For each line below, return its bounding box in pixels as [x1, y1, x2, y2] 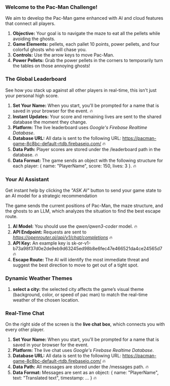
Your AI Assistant [5, 175, 49, 183]
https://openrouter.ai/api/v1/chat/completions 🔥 [12, 234, 113, 240]
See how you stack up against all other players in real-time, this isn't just [5, 87, 157, 93]
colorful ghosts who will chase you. [12, 47, 87, 53]
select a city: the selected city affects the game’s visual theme [12, 286, 144, 292]
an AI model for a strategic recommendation [5, 192, 97, 199]
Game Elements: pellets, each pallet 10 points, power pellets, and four [12, 41, 160, 47]
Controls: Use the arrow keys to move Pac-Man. [12, 52, 114, 58]
